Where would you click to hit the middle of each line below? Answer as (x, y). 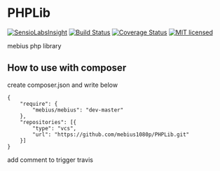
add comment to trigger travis (50, 160)
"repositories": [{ (48, 122)
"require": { (39, 104)
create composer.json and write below (62, 85)
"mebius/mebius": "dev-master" (78, 110)
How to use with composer (67, 68)
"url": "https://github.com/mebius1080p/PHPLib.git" (111, 135)
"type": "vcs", (55, 128)
